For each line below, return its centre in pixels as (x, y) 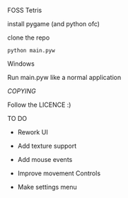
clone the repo (29, 37)
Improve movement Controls (59, 173)
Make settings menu (47, 187)
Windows (21, 64)
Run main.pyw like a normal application (64, 77)
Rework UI (33, 132)
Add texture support (47, 146)
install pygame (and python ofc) (54, 24)
